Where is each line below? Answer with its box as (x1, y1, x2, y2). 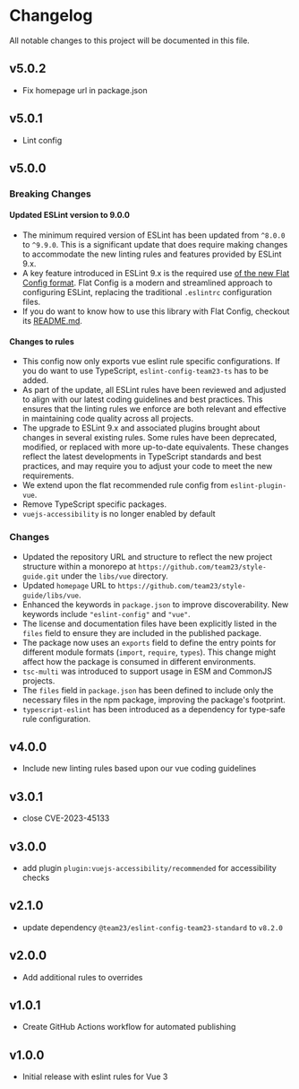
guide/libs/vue (21, 591, 80, 600)
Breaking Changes (9, 187, 92, 200)
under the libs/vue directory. (61, 571, 168, 581)
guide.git (21, 571, 60, 581)
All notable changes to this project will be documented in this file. (9, 35, 251, 46)
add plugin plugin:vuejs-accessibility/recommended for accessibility (21, 863, 278, 874)
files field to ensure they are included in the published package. (21, 627, 262, 638)
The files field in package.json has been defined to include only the (21, 684, 274, 695)
